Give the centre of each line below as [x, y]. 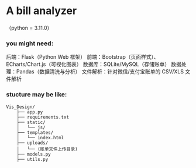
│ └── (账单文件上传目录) [47, 149]
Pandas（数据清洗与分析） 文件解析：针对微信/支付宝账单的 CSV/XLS [100, 72]
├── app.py [30, 112]
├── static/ [31, 122]
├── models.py [34, 154]
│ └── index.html [40, 137]
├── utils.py [32, 159]
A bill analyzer [42, 11]
